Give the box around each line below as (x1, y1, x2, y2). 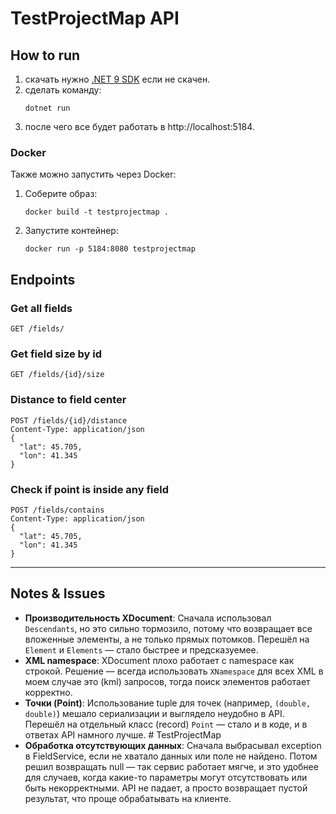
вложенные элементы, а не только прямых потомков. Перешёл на (24, 633, 310, 645)
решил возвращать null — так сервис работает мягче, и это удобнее (24, 760, 319, 772)
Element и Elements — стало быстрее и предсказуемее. (24, 643, 259, 656)
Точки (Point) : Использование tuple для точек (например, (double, (24, 697, 312, 709)
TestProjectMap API (10, 7, 180, 30)
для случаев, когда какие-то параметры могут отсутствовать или (24, 771, 308, 783)
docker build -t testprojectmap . (24, 207, 169, 217)
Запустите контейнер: (24, 225, 119, 237)
